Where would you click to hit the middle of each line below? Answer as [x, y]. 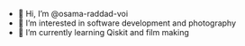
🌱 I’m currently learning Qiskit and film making [103, 32]
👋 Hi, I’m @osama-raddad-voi [73, 14]
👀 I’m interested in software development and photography [127, 23]
